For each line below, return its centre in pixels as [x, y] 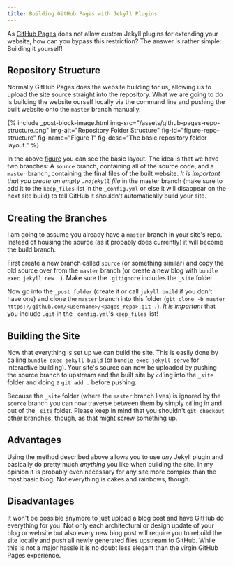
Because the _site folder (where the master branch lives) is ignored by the [114, 396]
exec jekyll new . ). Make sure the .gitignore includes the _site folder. [111, 278]
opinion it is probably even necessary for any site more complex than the [112, 472]
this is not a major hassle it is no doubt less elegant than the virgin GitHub [113, 547]
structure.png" [28, 131]
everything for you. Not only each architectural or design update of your [111, 525]
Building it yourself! [35, 48]
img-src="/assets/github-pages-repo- [165, 123]
